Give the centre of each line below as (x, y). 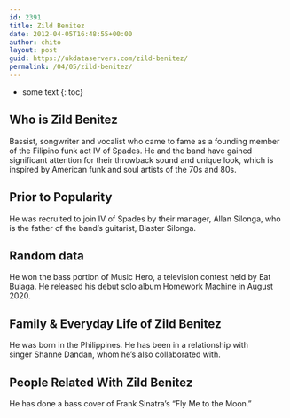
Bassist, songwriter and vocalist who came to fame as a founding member (145, 141)
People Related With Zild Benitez (101, 382)
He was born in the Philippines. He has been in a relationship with (129, 345)
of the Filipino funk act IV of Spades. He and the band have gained (131, 151)
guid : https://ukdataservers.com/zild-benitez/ (99, 58)
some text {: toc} (53, 92)
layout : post (33, 50)
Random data (47, 255)
